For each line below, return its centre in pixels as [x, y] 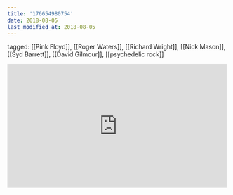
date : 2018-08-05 [33, 20]
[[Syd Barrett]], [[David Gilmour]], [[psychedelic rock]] [86, 54]
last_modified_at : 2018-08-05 [52, 27]
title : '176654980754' [40, 14]
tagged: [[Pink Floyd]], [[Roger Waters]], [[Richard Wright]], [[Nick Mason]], [116, 47]
